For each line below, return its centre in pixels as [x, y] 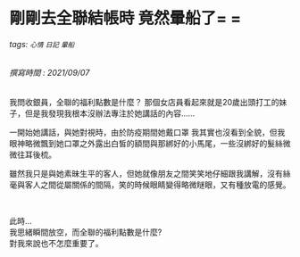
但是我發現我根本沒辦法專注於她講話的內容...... [110, 113]
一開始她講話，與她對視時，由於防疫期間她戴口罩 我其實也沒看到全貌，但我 [147, 132]
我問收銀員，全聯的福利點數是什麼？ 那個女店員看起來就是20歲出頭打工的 [144, 102]
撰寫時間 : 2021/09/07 [50, 73]
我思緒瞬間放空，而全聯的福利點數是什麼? [86, 232]
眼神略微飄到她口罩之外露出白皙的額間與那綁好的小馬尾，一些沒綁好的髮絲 [146, 143]
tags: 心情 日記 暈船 [42, 44]
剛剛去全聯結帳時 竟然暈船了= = [125, 18]
